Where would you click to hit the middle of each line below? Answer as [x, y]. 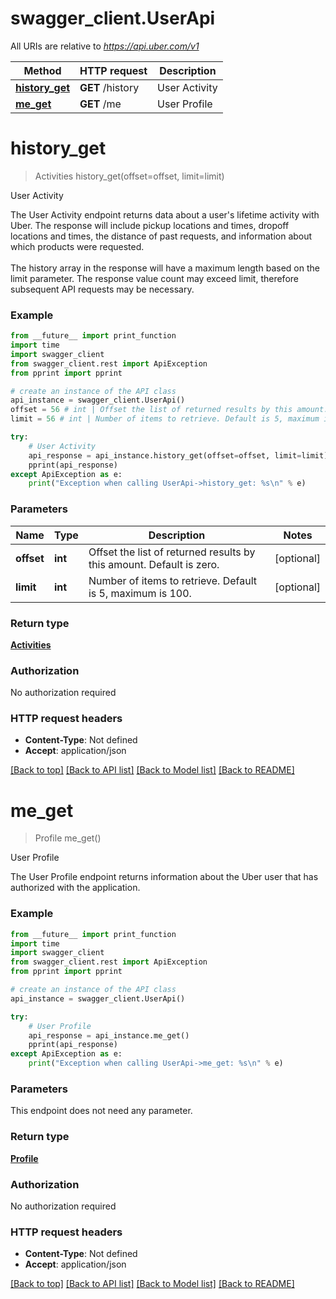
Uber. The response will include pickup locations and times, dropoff [150, 225]
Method [42, 70]
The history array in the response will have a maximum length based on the [165, 268]
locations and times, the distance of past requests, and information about [161, 236]
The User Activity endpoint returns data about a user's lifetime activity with [165, 214]
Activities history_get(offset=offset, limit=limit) [129, 176]
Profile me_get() [68, 838]
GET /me [100, 104]
